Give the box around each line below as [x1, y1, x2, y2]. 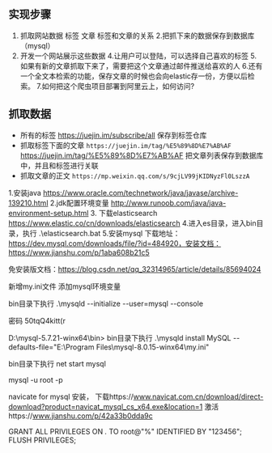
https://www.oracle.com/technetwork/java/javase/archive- [43, 188, 239, 197]
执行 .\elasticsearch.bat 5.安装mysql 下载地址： [22, 228, 181, 238]
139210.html [8, 197, 49, 208]
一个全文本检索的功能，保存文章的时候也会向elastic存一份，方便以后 [19, 71, 249, 81]
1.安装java [8, 188, 42, 197]
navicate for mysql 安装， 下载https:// [8, 392, 134, 401]
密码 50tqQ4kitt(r [8, 315, 66, 325]
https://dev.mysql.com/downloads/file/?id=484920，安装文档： [8, 238, 221, 248]
